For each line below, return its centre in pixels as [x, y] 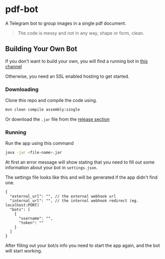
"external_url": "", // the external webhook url [63, 196]
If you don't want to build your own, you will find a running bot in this [76, 61]
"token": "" [31, 223]
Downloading [22, 89]
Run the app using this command [40, 143]
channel [14, 66]
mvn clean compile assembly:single [43, 110]
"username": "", [36, 219]
